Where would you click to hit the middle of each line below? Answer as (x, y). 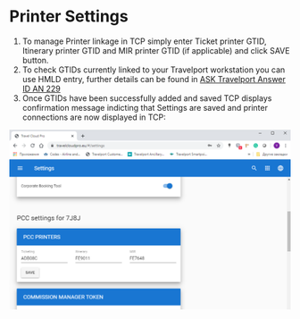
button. (35, 60)
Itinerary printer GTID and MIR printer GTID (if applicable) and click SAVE (156, 50)
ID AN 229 (41, 88)
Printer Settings (69, 17)
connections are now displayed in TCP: (94, 117)
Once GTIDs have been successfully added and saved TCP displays (147, 98)
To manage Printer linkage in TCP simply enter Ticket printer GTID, (144, 41)
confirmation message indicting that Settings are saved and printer (145, 107)
